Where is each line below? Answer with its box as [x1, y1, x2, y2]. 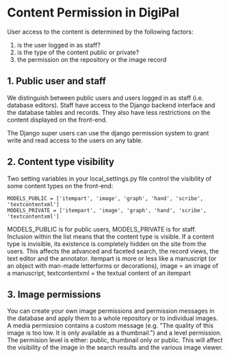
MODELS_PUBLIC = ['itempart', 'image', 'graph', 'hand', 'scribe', [7, 194, 204, 202]
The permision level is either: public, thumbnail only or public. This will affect [7, 336, 223, 344]
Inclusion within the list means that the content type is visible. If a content [7, 232, 214, 240]
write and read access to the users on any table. [7, 136, 144, 144]
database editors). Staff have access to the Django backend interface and [7, 101, 216, 109]
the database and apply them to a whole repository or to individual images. [7, 314, 218, 322]
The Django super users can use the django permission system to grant [7, 128, 209, 137]
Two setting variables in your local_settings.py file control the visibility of [7, 174, 212, 183]
